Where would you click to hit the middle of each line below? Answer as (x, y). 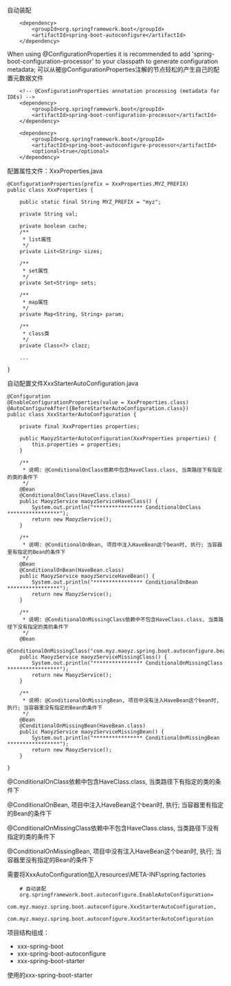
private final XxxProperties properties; (79, 427)
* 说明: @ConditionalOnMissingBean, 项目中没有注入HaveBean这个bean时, (121, 700)
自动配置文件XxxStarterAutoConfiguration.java (73, 383)
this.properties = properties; (77, 444)
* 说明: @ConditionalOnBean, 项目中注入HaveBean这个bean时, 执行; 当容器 (122, 545)
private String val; (49, 214)
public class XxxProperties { (51, 190)
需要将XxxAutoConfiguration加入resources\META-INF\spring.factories (107, 875)
